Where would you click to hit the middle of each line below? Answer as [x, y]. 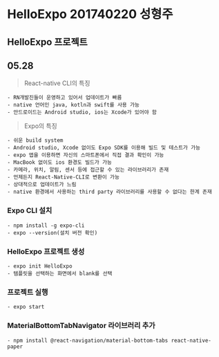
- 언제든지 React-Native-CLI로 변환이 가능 [63, 177]
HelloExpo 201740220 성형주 [90, 14]
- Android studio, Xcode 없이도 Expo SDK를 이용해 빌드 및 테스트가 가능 [104, 148]
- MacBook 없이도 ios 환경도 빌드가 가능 [60, 163]
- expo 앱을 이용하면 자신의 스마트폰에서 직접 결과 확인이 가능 [86, 155]
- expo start [26, 307]
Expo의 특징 [40, 126]
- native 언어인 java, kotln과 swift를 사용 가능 [74, 105]
